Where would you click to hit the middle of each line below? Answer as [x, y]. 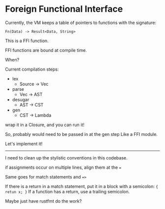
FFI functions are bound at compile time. [46, 50]
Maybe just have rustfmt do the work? [43, 201]
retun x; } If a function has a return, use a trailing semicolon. [68, 191]
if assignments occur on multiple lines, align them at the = [63, 167]
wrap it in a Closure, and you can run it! [45, 125]
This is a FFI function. [27, 41]
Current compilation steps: [32, 69]
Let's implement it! [24, 144]
